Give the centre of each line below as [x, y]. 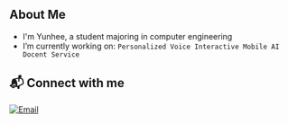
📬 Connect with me [67, 83]
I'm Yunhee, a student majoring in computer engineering [127, 36]
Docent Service [51, 54]
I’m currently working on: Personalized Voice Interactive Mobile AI [151, 46]
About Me [37, 15]
